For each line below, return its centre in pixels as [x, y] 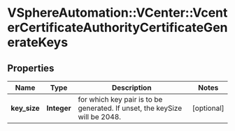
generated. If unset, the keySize [130, 108]
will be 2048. [99, 117]
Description [131, 87]
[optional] [208, 108]
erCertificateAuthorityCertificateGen [117, 28]
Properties [31, 68]
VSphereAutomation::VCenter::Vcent [117, 13]
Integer [59, 108]
